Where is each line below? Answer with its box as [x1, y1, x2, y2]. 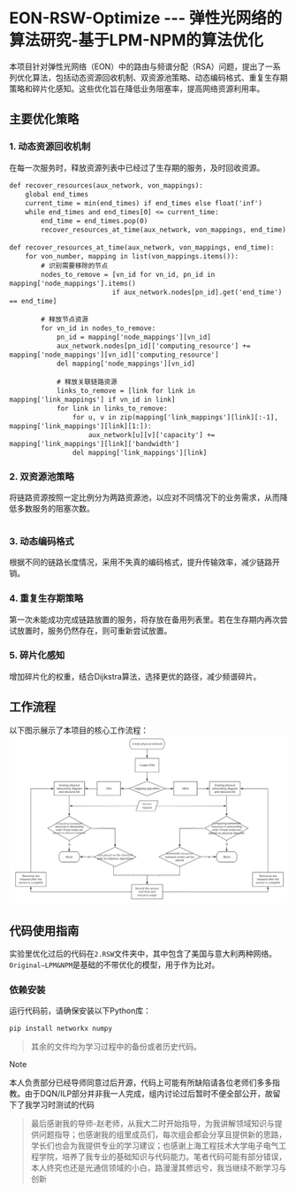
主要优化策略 [9, 112, 80, 127]
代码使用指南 [9, 923, 80, 938]
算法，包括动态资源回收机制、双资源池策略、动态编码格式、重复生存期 [32, 72, 288, 82]
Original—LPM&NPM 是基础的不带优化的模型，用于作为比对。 [9, 959, 220, 970]
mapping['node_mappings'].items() [9, 279, 137, 288]
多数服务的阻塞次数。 [16, 503, 95, 513]
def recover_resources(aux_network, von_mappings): [9, 181, 203, 190]
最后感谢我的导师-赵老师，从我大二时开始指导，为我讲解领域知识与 [30, 1119, 276, 1129]
